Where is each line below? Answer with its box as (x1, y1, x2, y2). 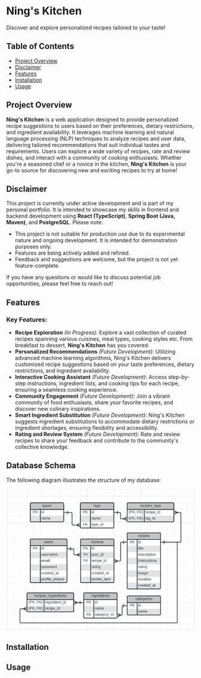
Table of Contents (6, 41, 75, 51)
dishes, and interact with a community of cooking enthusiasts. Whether (6, 154, 182, 161)
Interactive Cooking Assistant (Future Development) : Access (14, 374, 167, 381)
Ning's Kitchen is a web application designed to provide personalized (6, 115, 178, 123)
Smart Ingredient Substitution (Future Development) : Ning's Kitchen (14, 411, 185, 419)
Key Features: (6, 315, 48, 323)
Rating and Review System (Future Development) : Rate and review (14, 430, 181, 438)
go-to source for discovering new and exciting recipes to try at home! (6, 166, 178, 174)
